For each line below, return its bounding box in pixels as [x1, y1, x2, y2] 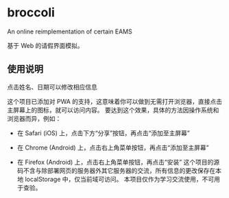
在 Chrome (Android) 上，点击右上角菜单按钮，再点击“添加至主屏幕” [16, 143, 209, 152]
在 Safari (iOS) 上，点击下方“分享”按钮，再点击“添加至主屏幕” [16, 128, 191, 137]
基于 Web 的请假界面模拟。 [7, 41, 84, 49]
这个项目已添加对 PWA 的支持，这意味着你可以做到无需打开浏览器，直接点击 [7, 97, 223, 105]
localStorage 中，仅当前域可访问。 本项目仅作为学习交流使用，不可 [25, 175, 215, 183]
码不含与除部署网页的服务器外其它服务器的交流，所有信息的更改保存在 [16, 166, 216, 175]
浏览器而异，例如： [7, 114, 62, 122]
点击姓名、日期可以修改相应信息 [7, 83, 97, 91]
